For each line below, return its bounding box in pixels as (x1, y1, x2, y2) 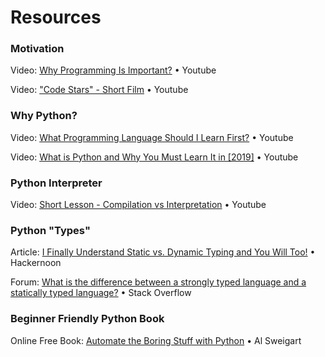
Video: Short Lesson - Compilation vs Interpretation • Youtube (10, 199, 267, 211)
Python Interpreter (10, 176, 103, 190)
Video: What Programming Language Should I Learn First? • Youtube (10, 131, 294, 143)
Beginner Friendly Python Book (10, 312, 165, 326)
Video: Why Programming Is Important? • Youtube (10, 64, 217, 76)
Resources (10, 6, 102, 29)
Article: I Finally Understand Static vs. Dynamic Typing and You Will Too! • (10, 246, 316, 258)
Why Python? (10, 109, 78, 123)
